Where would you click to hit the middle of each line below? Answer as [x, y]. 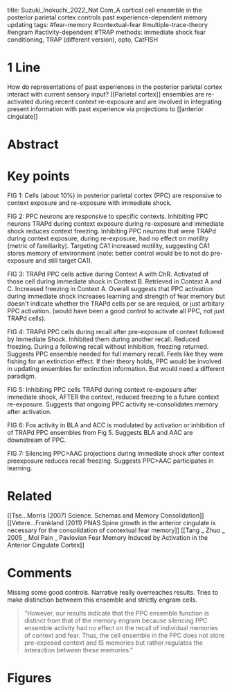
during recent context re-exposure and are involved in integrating [128, 101]
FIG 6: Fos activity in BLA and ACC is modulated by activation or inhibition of [116, 425]
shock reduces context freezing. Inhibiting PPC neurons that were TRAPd [112, 231]
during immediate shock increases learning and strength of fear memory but [116, 296]
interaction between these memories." [79, 650]
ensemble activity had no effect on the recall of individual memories [121, 627]
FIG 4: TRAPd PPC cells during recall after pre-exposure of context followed [115, 332]
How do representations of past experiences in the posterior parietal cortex [115, 87]
